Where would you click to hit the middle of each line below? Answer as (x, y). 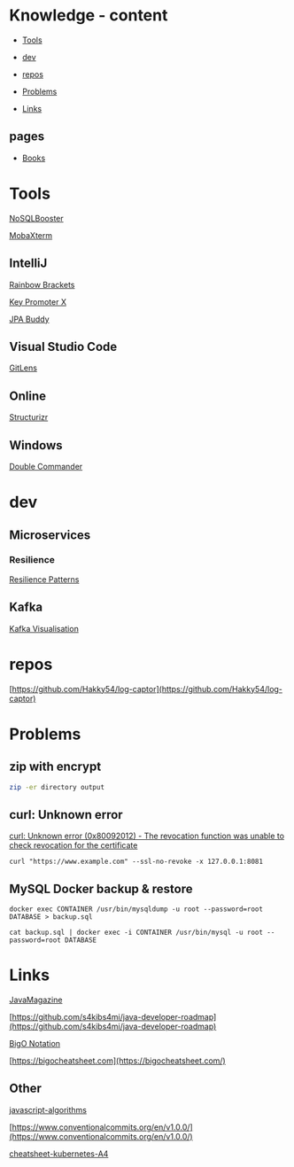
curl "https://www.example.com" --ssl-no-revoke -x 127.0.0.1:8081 (136, 862)
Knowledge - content (89, 16)
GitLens (23, 368)
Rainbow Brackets (42, 284)
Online (28, 396)
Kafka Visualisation (44, 628)
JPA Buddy (30, 319)
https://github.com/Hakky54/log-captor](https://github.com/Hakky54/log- (147, 689)
